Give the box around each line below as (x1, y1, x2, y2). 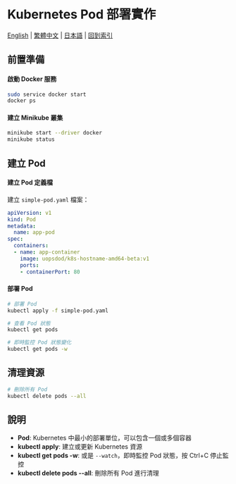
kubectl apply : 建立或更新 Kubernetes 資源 (17, 442, 143, 451)
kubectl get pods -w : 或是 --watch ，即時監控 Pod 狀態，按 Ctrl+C (17, 452, 209, 460)
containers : (13, 242, 49, 249)
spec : (7, 235, 23, 243)
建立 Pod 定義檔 (7, 178, 53, 187)
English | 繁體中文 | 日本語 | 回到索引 (7, 31, 113, 39)
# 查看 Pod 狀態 (7, 320, 51, 327)
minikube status (7, 136, 55, 143)
